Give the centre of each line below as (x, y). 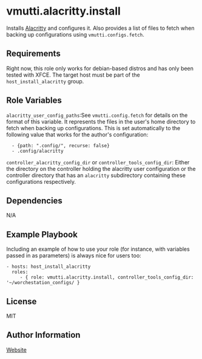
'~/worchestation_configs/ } (43, 283)
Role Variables (34, 101)
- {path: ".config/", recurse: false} (61, 145)
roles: (20, 272)
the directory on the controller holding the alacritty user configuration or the (101, 169)
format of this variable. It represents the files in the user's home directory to (101, 121)
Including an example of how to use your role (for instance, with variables (98, 249)
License (22, 301)
